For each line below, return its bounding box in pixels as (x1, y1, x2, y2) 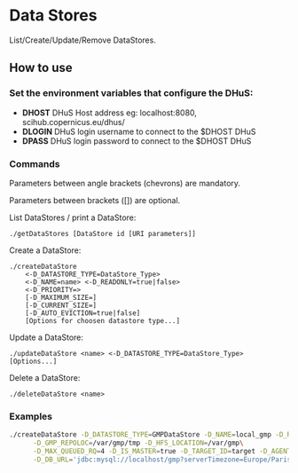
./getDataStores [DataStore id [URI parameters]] (9, 229, 197, 238)
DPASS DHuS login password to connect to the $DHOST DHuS (21, 135, 252, 146)
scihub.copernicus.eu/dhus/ (21, 116, 126, 127)
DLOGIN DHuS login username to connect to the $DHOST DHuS (21, 126, 256, 137)
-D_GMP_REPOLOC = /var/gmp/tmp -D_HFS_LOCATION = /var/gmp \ (32, 438, 244, 448)
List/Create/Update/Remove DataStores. (9, 35, 157, 45)
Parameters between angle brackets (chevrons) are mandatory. (9, 177, 241, 188)
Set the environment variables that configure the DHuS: (9, 87, 254, 99)
